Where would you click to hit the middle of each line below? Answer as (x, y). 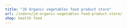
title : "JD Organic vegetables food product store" (58, 9)
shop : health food (24, 18)
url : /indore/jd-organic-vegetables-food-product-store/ (64, 14)
